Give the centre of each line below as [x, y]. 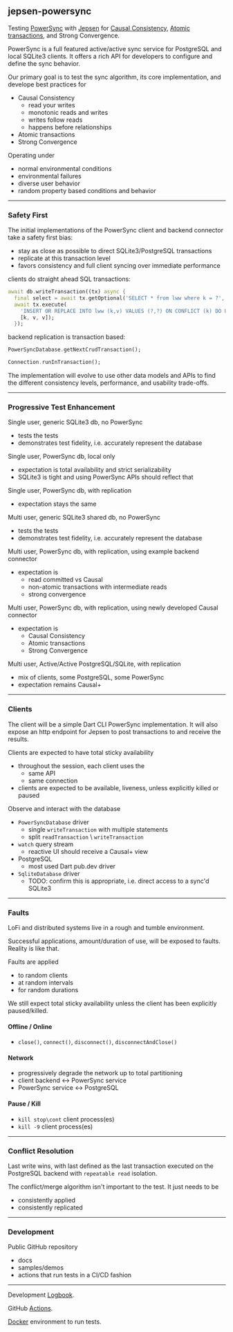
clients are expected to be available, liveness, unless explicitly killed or [118, 787]
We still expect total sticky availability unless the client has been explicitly [112, 1003]
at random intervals [45, 983]
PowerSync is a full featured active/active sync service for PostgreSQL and [115, 48]
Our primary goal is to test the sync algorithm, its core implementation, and [114, 77]
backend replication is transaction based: [67, 337]
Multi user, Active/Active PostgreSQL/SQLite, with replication [94, 664]
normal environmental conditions [65, 168]
